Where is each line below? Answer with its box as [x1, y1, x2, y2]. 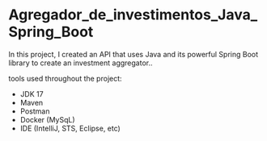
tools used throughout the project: [8, 73, 123, 83]
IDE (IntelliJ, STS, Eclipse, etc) [19, 123, 121, 133]
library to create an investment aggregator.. [8, 58, 153, 68]
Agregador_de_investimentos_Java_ [8, 6, 258, 24]
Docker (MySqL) [19, 114, 75, 124]
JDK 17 [19, 89, 44, 98]
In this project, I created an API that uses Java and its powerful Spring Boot [8, 49, 259, 59]
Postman [19, 106, 50, 116]
